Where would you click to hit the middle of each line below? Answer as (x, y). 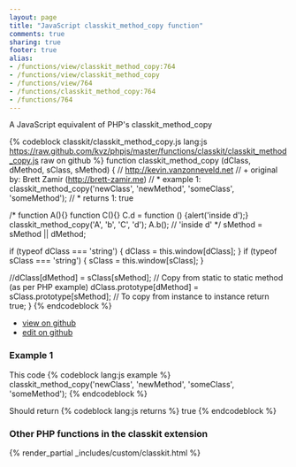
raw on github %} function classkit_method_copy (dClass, (146, 161)
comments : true (37, 34)
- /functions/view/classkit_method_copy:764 (92, 67)
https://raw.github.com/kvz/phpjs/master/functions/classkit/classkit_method (148, 151)
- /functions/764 (41, 100)
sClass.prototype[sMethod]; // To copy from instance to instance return (139, 296)
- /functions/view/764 (51, 83)
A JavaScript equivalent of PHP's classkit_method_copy (111, 125)
